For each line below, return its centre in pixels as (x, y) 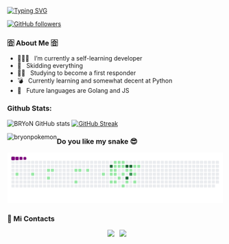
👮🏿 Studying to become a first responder (76, 73)
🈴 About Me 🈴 (33, 43)
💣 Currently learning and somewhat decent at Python (95, 81)
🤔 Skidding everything (50, 66)
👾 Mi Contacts (31, 219)
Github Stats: (30, 109)
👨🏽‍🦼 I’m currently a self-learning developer (80, 58)
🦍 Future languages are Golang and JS (73, 91)
